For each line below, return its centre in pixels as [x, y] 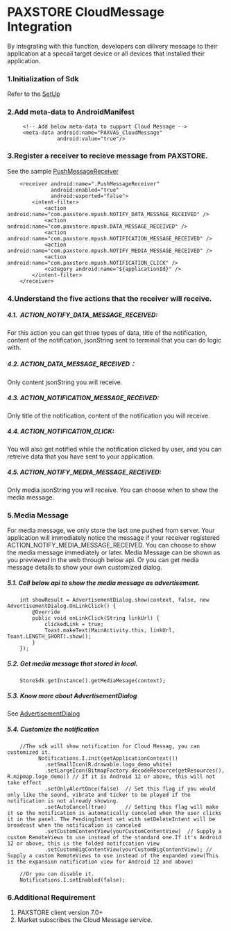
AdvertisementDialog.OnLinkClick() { [62, 606]
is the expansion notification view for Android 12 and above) [101, 862]
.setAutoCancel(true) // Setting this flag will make [131, 807]
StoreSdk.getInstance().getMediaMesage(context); [93, 681]
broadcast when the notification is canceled [74, 825]
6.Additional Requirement [51, 897]
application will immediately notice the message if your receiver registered [113, 537]
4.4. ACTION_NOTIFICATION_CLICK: [61, 431]
